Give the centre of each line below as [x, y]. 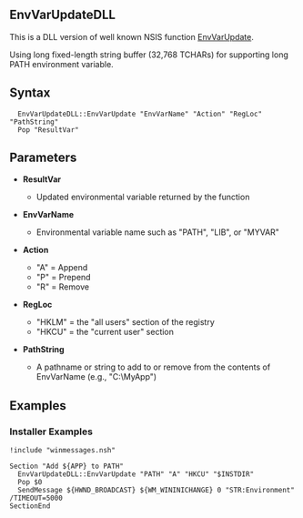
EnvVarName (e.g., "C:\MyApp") [96, 377]
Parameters [43, 158]
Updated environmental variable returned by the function [143, 197]
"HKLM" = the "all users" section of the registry [126, 322]
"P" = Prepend [63, 278]
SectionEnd [30, 506]
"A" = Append [62, 268]
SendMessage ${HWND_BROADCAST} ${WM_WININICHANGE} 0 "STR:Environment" [157, 491]
